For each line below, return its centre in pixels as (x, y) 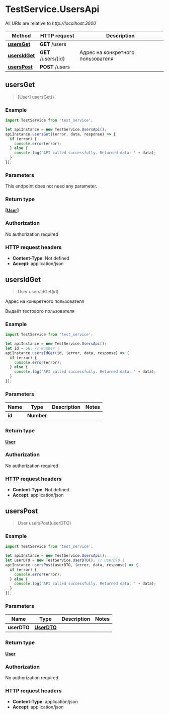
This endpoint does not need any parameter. (51, 186)
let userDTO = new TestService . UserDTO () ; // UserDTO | (65, 560)
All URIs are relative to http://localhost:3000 (51, 23)
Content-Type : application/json (45, 702)
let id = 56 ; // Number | (32, 348)
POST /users (55, 67)
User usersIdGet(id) (38, 291)
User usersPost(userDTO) (44, 523)
